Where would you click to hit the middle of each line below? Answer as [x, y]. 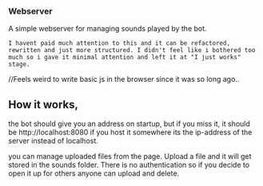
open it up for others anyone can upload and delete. [94, 173]
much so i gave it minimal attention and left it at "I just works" [125, 58]
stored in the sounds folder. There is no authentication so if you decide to [129, 165]
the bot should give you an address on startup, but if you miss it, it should [129, 124]
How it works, [43, 105]
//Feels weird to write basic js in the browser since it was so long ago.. [124, 79]
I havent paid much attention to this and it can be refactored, [119, 43]
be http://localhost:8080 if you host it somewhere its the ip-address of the [130, 132]
